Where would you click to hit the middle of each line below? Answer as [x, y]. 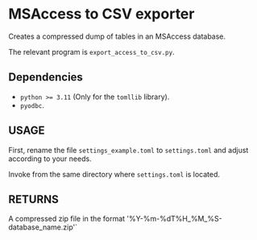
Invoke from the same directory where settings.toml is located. [114, 174]
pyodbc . [32, 105]
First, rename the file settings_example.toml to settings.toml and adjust [128, 150]
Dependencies [46, 77]
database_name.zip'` [43, 227]
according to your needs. [50, 159]
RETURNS [33, 199]
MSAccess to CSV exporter [102, 14]
